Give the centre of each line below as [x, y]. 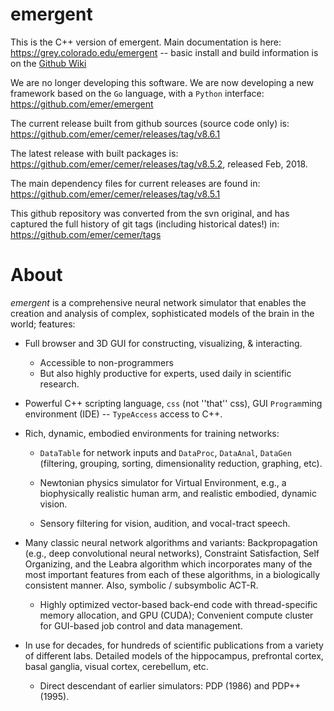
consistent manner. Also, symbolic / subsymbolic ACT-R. [141, 585]
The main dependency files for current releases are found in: [135, 183]
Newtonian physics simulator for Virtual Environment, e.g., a [163, 482]
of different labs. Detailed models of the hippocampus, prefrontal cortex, [174, 655]
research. [59, 384]
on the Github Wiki [48, 63]
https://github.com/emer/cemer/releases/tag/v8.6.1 [115, 134]
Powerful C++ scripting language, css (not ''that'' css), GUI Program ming [173, 403]
